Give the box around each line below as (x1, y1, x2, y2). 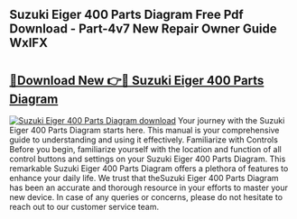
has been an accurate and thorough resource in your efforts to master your (9, 182, 289, 193)
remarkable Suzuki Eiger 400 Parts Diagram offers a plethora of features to (9, 163, 289, 174)
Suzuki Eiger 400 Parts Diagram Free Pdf (9, 7, 244, 23)
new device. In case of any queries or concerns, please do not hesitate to (9, 192, 283, 202)
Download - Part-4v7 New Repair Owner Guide (9, 22, 277, 37)
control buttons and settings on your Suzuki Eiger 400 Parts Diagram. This (9, 153, 286, 164)
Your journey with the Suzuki (177, 115, 285, 125)
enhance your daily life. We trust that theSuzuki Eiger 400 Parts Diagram (9, 173, 279, 183)
